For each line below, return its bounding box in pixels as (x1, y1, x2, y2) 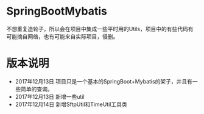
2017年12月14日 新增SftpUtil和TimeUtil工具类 (15, 101, 127, 108)
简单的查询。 (20, 85, 53, 93)
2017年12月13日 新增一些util (15, 93, 85, 100)
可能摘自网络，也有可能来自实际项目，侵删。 (6, 32, 119, 40)
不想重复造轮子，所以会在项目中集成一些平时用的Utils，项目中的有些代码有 (6, 25, 194, 32)
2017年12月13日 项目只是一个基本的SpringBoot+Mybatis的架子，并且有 (15, 77, 193, 85)
